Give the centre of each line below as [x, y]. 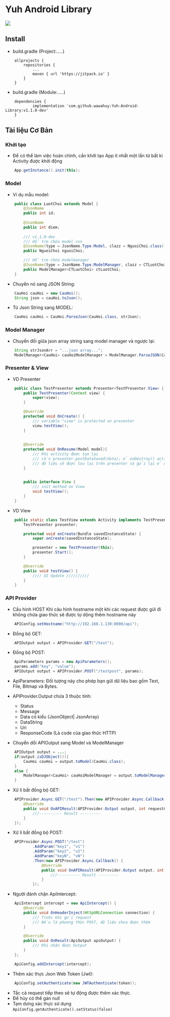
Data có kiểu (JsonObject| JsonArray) [60, 717]
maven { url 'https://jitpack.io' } [71, 74]
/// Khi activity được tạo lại [65, 454]
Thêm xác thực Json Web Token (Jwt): [53, 974]
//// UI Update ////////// [61, 576]
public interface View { [50, 482]
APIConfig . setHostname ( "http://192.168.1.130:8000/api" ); [77, 624]
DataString [31, 722]
